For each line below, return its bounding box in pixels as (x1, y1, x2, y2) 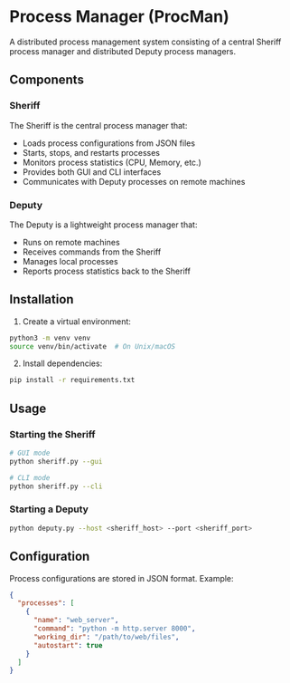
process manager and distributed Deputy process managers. (9, 45, 237, 56)
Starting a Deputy (9, 503, 89, 515)
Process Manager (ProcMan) (9, 6, 230, 27)
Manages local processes (22, 255, 119, 266)
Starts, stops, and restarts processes (22, 147, 161, 158)
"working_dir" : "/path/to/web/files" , (33, 632, 180, 641)
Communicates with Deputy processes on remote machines (22, 176, 246, 187)
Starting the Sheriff (9, 428, 97, 440)
